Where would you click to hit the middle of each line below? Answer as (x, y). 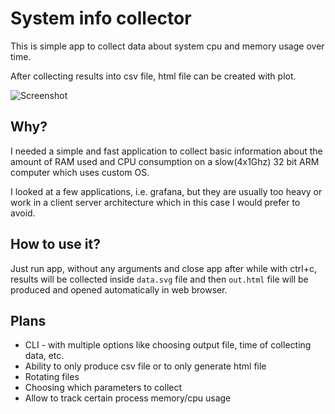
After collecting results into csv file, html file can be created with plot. (153, 76)
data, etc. (44, 356)
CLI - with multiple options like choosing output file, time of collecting (168, 345)
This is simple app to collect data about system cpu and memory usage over (167, 46)
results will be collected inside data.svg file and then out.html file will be (159, 279)
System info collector (101, 18)
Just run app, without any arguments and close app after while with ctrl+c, (164, 268)
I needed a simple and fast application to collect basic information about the (166, 151)
